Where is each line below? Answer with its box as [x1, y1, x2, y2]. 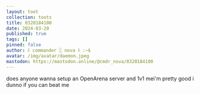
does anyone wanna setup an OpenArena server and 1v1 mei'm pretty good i [6, 75, 194, 82]
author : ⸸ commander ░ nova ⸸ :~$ [6, 48, 91, 54]
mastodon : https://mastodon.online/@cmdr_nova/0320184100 [6, 58, 153, 64]
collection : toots [6, 14, 52, 20]
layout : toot [6, 8, 39, 15]
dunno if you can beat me [6, 81, 70, 88]
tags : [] [6, 36, 28, 42]
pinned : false [6, 42, 42, 48]
